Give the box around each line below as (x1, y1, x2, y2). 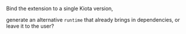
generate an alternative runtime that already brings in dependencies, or (6, 16, 180, 23)
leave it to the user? (6, 23, 54, 29)
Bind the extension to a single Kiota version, (6, 5, 114, 12)
